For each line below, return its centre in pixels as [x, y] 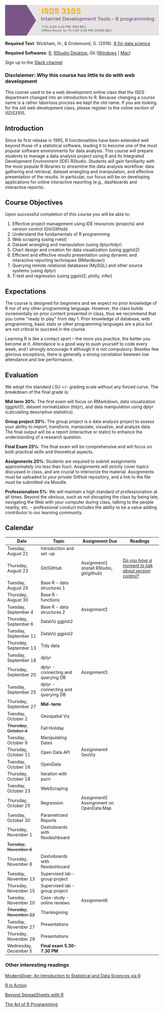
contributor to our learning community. [44, 512]
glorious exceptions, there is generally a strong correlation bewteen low [77, 354]
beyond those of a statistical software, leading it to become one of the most [81, 145]
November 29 [21, 939]
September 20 [22, 675]
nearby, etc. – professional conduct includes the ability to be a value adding [81, 507]
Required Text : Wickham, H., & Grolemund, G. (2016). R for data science [78, 44]
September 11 [22, 636]
